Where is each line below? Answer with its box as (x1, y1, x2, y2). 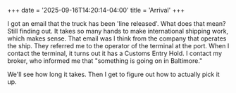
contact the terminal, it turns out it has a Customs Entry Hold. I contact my (7, 49, 223, 57)
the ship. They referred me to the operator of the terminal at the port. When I (7, 42, 230, 50)
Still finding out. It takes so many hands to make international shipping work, (7, 27, 229, 35)
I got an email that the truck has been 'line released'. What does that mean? (7, 20, 227, 27)
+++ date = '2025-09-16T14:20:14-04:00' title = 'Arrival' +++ (7, 6, 185, 14)
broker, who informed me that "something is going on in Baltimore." (7, 57, 203, 65)
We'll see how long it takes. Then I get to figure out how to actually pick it (7, 70, 220, 78)
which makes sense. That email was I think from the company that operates (7, 34, 227, 43)
